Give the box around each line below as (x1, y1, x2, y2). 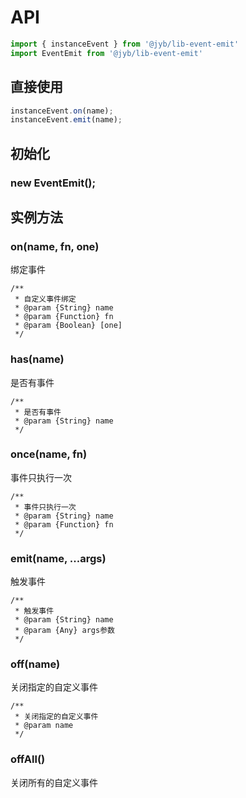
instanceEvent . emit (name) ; (10, 115, 123, 125)
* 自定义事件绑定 (14, 294, 77, 305)
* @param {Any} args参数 (14, 626, 115, 636)
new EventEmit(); (10, 176, 97, 190)
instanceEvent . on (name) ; (10, 106, 114, 116)
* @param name (14, 721, 74, 731)
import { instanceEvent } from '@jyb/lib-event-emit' (10, 39, 240, 49)
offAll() (10, 752, 46, 766)
